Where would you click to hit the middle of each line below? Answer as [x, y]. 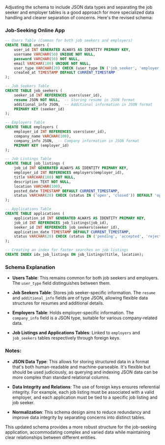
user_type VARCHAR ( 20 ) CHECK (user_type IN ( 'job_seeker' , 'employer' [88, 68]
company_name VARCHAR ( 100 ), [42, 136]
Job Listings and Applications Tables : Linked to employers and [76, 333]
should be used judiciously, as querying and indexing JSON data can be [85, 372]
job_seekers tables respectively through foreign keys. [66, 338]
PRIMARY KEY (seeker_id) [39, 109]
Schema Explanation [30, 267]
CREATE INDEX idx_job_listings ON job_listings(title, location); [74, 255]
